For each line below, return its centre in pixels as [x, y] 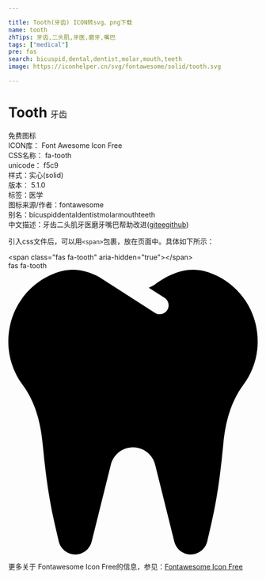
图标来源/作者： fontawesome [56, 204]
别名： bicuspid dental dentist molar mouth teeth [82, 214]
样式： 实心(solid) [36, 175]
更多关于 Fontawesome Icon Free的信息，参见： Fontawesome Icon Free [125, 566]
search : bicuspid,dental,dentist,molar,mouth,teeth [95, 59]
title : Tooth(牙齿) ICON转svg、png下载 [70, 22]
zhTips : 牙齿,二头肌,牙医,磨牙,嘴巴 [62, 37]
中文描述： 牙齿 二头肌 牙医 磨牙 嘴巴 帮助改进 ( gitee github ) [99, 224]
